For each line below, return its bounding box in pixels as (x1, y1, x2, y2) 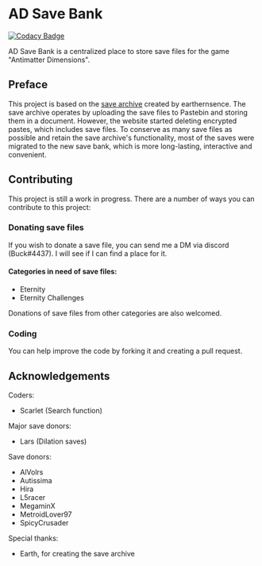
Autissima (19, 476, 52, 486)
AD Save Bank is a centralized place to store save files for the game (8, 46, 230, 56)
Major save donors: (8, 421, 71, 431)
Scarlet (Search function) (19, 406, 103, 416)
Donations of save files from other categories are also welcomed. (8, 308, 222, 318)
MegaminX (19, 502, 56, 511)
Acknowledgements (8, 369, 110, 382)
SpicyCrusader (19, 518, 69, 528)
